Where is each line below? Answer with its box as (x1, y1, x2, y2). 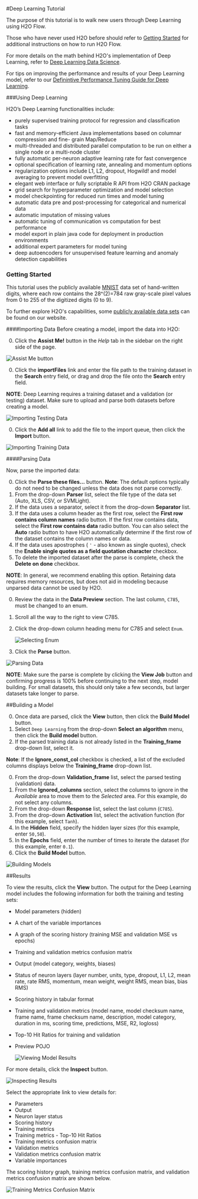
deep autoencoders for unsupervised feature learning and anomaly (14, 249, 178, 256)
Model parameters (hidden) (14, 908, 82, 915)
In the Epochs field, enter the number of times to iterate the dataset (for (14, 837, 190, 844)
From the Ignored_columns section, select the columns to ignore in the (14, 786, 189, 793)
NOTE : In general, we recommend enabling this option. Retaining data (6, 572, 176, 579)
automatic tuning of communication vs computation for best (14, 218, 161, 225)
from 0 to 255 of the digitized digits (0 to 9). (6, 296, 113, 304)
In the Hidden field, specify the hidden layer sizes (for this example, (14, 824, 180, 831)
